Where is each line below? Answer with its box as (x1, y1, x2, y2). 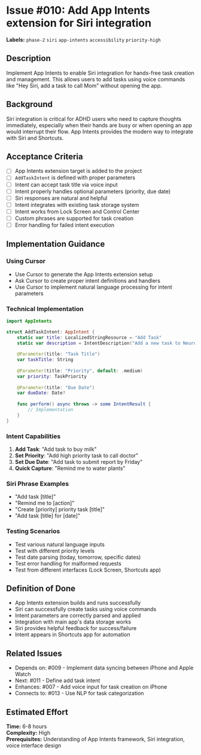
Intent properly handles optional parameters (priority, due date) (14, 188, 171, 195)
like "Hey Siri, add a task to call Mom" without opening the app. (6, 82, 163, 89)
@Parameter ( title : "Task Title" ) (17, 351, 100, 357)
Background (6, 99, 53, 109)
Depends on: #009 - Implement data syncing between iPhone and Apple (14, 664, 194, 671)
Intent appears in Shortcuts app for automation (14, 631, 130, 638)
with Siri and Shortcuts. (6, 134, 64, 141)
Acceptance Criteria (6, 151, 83, 161)
